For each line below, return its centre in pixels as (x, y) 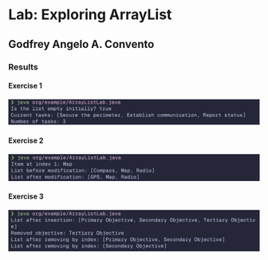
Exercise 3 (26, 196)
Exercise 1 (25, 86)
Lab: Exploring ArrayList (90, 15)
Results (23, 67)
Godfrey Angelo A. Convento (81, 44)
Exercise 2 (26, 140)
